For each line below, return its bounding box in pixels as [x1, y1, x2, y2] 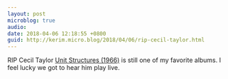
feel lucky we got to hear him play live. [7, 63, 120, 72]
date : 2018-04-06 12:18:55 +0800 [7, 30, 107, 37]
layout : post [7, 10, 46, 18]
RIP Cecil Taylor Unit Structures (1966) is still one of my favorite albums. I [7, 56, 222, 64]
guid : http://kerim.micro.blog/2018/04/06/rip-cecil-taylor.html [7, 37, 205, 44]
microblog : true [7, 17, 55, 24]
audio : [7, 23, 27, 30]
